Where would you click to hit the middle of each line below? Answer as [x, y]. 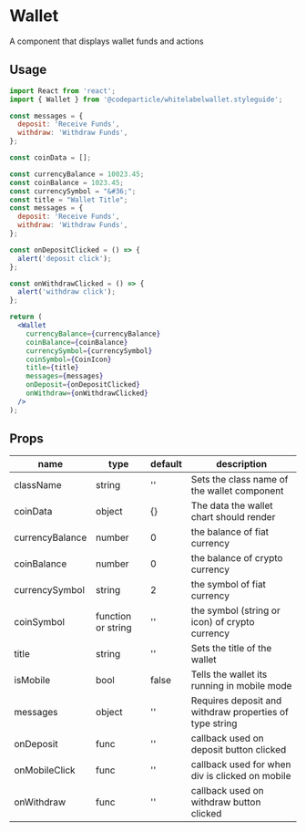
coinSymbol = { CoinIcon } [69, 359]
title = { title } [52, 368]
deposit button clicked [239, 750]
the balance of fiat [230, 532]
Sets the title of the [231, 649]
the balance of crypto [237, 558]
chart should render [233, 517]
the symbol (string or [235, 610]
